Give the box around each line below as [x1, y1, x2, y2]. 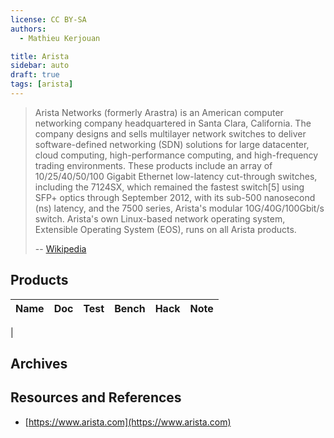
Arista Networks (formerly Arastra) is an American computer [34, 106, 284, 118]
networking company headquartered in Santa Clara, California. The [34, 117, 312, 129]
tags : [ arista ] [10, 79, 74, 90]
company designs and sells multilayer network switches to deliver [34, 127, 307, 140]
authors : [10, 24, 47, 34]
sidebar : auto [10, 61, 70, 71]
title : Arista [10, 51, 70, 61]
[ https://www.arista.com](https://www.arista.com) [24, 416, 232, 428]
